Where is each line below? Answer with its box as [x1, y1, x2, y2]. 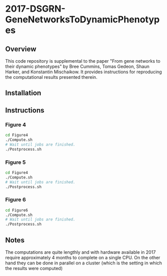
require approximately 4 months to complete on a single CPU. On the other [5, 254, 160, 260]
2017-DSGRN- [5, 3, 66, 15]
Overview [5, 44, 37, 53]
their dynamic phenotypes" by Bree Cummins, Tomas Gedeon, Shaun [5, 64, 150, 69]
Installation [5, 89, 41, 98]
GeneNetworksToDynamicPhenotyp [5, 14, 160, 25]
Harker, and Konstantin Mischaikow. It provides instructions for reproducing [5, 69, 162, 75]
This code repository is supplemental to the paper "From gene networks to [5, 58, 160, 64]
